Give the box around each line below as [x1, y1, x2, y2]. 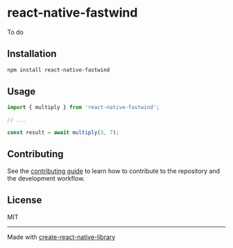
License [7, 195, 42, 206]
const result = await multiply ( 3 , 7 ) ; [7, 129, 119, 136]
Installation [7, 48, 57, 60]
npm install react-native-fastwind [7, 66, 110, 74]
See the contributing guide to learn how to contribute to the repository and [7, 167, 221, 175]
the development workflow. [7, 174, 85, 182]
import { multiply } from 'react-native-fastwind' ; [7, 104, 159, 111]
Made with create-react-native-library [7, 233, 116, 241]
